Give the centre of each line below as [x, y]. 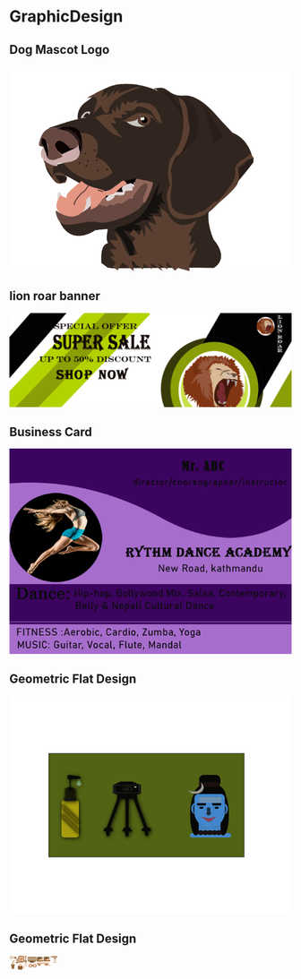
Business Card [51, 432]
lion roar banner [55, 296]
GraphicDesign [66, 17]
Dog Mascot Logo [60, 50]
